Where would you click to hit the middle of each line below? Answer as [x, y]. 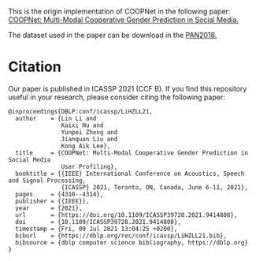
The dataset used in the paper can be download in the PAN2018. [113, 35]
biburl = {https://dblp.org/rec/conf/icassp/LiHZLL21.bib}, [121, 236]
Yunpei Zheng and [89, 132]
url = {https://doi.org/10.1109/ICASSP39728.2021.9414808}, [126, 215]
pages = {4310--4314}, [59, 194]
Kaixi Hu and [82, 125]
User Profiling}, [89, 166]
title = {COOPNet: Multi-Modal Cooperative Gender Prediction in [132, 153]
